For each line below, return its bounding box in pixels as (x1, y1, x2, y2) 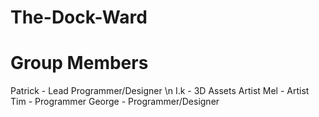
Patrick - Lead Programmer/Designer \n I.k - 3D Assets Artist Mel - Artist (10, 85, 310, 97)
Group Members (10, 52, 149, 75)
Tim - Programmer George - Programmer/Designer (10, 96, 220, 108)
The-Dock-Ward (10, 6, 148, 29)
